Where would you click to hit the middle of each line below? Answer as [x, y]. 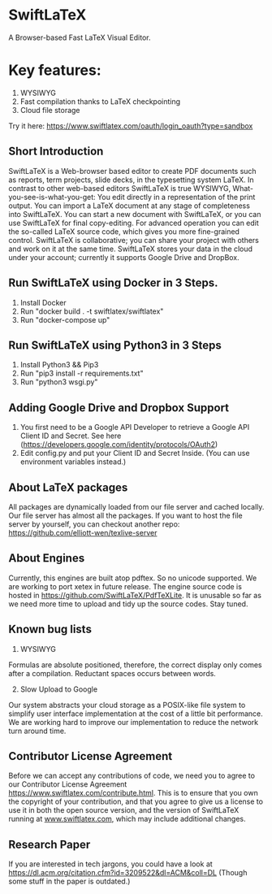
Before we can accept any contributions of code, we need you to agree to [132, 776]
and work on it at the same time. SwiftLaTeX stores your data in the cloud [131, 249]
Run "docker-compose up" [65, 319]
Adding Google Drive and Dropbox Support [119, 408]
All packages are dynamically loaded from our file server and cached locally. [136, 506]
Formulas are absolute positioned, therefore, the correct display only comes [135, 665]
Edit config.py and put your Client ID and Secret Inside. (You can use [135, 454]
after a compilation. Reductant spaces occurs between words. [112, 673]
